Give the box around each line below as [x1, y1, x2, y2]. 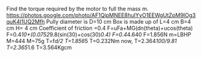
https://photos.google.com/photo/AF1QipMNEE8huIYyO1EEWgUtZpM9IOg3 [6, 12, 197, 19]
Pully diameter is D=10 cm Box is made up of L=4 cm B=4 [46, 18, 191, 25]
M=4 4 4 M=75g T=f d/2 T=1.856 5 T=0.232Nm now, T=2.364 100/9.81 [6, 38, 177, 44]
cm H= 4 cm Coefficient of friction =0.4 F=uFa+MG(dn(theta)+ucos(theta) [6, 24, 193, 32]
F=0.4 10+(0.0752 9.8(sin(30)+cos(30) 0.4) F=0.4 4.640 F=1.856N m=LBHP [6, 31, 192, 38]
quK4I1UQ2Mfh [6, 18, 45, 25]
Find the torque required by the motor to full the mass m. [6, 5, 149, 12]
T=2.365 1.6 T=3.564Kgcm [6, 44, 72, 51]
